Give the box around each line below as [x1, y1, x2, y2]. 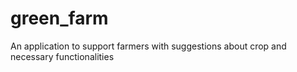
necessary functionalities [10, 50, 115, 62]
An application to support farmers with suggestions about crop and [10, 40, 287, 52]
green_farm [10, 7, 109, 30]
